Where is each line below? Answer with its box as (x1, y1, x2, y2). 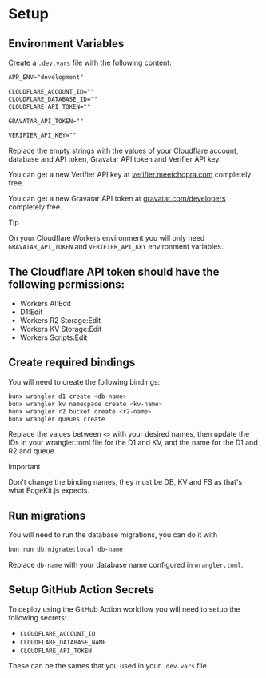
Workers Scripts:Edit (19, 333, 88, 342)
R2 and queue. (8, 446, 57, 456)
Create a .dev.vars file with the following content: (8, 58, 172, 67)
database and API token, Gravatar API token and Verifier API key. (8, 154, 221, 164)
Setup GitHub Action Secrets (8, 583, 154, 596)
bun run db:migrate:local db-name (8, 545, 124, 554)
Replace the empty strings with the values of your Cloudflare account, (8, 146, 239, 156)
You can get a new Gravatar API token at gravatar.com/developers (8, 193, 226, 204)
